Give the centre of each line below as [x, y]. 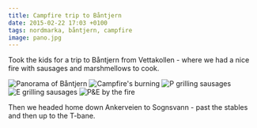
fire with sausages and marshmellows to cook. [84, 69]
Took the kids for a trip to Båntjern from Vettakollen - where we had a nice [129, 60]
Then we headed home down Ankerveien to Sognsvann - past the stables [128, 107]
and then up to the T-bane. [52, 116]
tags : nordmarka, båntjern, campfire [70, 30]
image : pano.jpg [35, 38]
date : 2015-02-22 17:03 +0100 [58, 23]
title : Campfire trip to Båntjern [65, 15]
